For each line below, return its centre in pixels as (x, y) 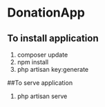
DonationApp (46, 13)
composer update (42, 55)
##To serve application (40, 83)
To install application (53, 38)
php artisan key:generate (53, 69)
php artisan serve (42, 96)
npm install (33, 62)
